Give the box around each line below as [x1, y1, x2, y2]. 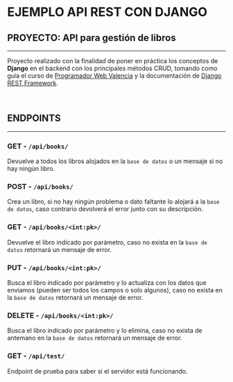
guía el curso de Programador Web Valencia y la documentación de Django [7, 72, 222, 80]
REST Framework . [7, 79, 59, 87]
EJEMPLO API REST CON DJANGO [7, 4, 208, 20]
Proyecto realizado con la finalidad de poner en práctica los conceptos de [7, 57, 218, 65]
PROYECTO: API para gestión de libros [7, 32, 176, 44]
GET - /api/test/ [7, 351, 65, 361]
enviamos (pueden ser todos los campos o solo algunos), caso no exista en [7, 286, 223, 294]
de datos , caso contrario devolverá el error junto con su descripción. [7, 205, 203, 213]
